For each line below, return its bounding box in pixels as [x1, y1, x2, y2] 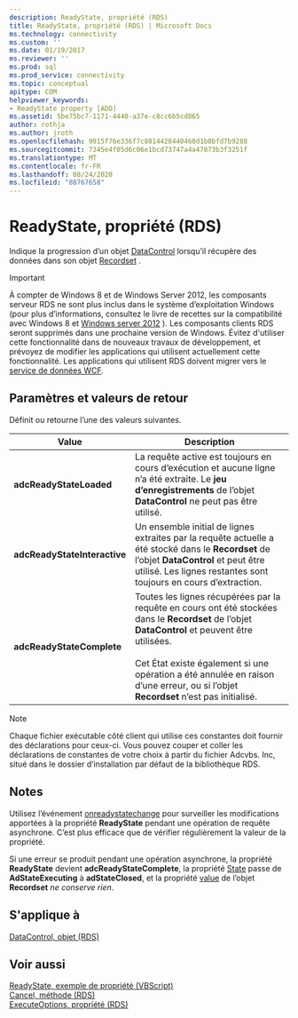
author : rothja [9, 121, 66, 130]
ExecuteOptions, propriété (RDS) [9, 999, 129, 1010]
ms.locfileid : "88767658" [9, 179, 105, 187]
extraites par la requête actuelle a [134, 531, 275, 544]
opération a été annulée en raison [134, 668, 275, 680]
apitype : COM [9, 87, 58, 96]
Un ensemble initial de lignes [134, 521, 255, 533]
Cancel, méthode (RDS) [9, 990, 96, 1000]
